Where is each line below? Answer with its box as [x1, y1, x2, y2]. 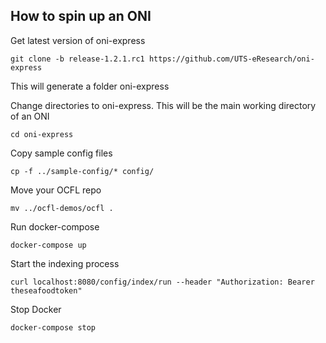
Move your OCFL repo [10, 184, 102, 196]
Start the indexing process [10, 257, 120, 269]
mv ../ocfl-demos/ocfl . [10, 203, 114, 213]
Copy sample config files [10, 147, 113, 159]
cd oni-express [10, 129, 74, 139]
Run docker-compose [10, 220, 100, 233]
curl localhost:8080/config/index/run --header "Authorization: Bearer [10, 277, 315, 287]
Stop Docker [10, 303, 62, 315]
